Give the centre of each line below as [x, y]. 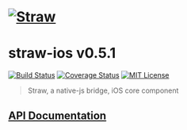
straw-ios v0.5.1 [62, 54]
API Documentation [57, 115]
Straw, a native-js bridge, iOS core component [103, 90]
